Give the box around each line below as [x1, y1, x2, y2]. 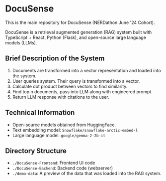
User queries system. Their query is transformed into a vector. [12, 78, 140, 84]
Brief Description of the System [5, 54, 105, 63]
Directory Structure [5, 147, 67, 155]
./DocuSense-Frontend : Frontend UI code [12, 160, 95, 166]
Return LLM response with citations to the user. [12, 94, 109, 100]
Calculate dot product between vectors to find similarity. [12, 83, 128, 89]
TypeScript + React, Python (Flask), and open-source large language [5, 34, 147, 40]
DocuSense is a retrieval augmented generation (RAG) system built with [5, 29, 152, 35]
